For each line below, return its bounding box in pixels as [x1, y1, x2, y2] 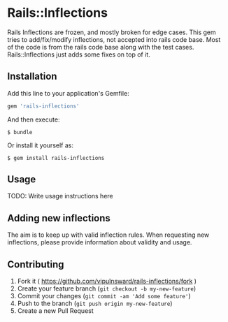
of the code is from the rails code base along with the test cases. [7, 43, 194, 51]
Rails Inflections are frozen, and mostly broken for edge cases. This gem [7, 28, 217, 36]
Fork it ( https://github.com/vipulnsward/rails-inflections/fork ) [17, 277, 197, 286]
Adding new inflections [7, 212, 111, 224]
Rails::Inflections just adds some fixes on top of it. [7, 50, 150, 59]
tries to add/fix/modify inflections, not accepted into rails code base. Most [7, 35, 221, 43]
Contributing [7, 258, 64, 270]
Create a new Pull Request [17, 307, 94, 315]
